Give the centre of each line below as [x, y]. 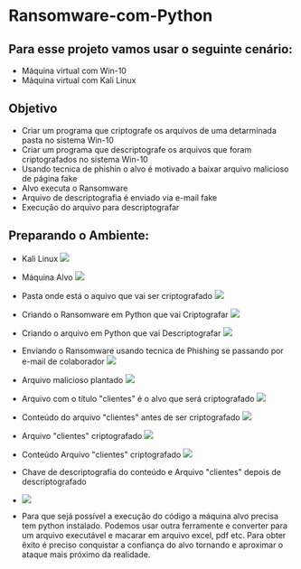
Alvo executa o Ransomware [75, 188]
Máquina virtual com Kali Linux [79, 80]
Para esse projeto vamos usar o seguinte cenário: [150, 49]
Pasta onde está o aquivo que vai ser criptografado [117, 295]
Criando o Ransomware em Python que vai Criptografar [125, 314]
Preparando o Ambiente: [79, 236]
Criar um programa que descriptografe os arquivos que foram [136, 149]
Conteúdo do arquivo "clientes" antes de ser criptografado [131, 417]
